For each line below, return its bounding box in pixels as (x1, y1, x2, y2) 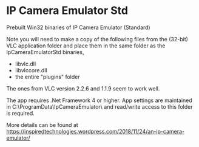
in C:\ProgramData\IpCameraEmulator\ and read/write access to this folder (6, 103, 193, 110)
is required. (6, 109, 35, 117)
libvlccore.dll (15, 66, 47, 73)
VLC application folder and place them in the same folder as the (6, 42, 166, 49)
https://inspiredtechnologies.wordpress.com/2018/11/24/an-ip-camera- (6, 128, 185, 135)
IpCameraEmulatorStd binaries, (6, 48, 84, 55)
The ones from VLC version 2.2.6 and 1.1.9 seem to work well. (6, 84, 160, 92)
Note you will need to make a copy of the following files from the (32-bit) (6, 35, 188, 43)
